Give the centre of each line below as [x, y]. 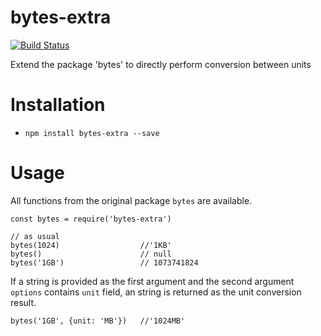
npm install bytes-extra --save [92, 133]
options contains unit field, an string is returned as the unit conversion [156, 292]
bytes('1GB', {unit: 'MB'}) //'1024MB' [98, 321]
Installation [58, 105]
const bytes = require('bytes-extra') [91, 219]
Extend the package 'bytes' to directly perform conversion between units [161, 64]
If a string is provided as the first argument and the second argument [152, 281]
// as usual [35, 236]
